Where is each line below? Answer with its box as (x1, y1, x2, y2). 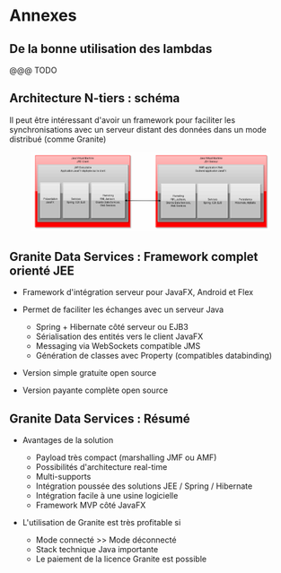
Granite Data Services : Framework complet (9, 248, 259, 265)
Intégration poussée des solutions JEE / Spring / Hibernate (35, 481, 253, 491)
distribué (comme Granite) (9, 134, 107, 144)
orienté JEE (9, 263, 75, 278)
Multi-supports (35, 471, 92, 482)
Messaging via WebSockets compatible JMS (35, 341, 201, 352)
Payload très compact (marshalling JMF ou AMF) (35, 452, 217, 463)
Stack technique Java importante (35, 543, 159, 554)
